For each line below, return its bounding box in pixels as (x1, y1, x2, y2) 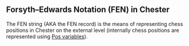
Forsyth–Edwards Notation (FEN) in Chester (6, 5, 170, 15)
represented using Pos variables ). (6, 32, 88, 40)
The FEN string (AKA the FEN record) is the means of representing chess (6, 20, 184, 27)
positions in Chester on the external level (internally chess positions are (6, 27, 180, 34)
